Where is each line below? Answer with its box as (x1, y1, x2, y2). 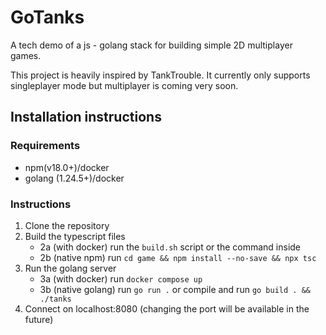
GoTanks (10, 6, 85, 29)
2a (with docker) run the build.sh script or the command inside (39, 241, 302, 253)
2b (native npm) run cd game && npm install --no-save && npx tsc (39, 251, 317, 263)
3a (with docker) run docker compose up (39, 272, 203, 285)
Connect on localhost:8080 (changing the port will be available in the (24, 302, 310, 315)
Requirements (10, 139, 81, 153)
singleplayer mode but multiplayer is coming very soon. (10, 79, 239, 91)
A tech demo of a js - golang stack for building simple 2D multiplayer (10, 39, 293, 51)
